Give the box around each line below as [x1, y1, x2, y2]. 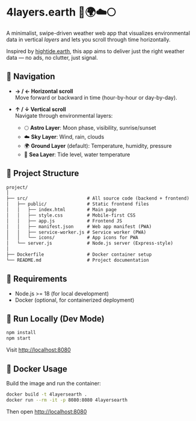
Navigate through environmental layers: [14, 112, 113, 119]
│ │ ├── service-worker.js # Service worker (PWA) [6, 229, 147, 235]
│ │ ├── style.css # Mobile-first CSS [6, 212, 136, 218]
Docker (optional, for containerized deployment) [14, 296, 135, 303]
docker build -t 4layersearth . [6, 391, 87, 397]
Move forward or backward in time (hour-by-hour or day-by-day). [14, 93, 177, 101]
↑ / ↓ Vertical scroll [14, 106, 66, 113]
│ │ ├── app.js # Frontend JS [6, 218, 122, 224]
